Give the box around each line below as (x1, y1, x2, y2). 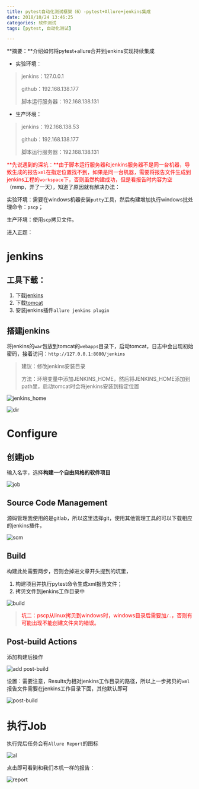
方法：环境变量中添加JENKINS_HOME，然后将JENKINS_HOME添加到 (21, 375, 191, 383)
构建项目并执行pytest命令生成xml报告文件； (15, 580, 123, 587)
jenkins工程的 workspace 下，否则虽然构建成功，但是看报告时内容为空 (7, 176, 172, 183)
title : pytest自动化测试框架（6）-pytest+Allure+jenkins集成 (7, 8, 151, 15)
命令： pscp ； (11, 203, 44, 211)
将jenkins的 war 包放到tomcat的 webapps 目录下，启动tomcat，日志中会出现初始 (7, 343, 194, 350)
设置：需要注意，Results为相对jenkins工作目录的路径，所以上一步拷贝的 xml (7, 677, 190, 684)
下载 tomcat (15, 299, 43, 307)
